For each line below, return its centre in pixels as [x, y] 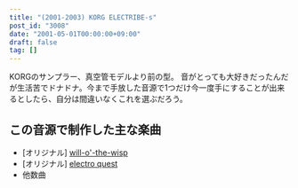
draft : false [33, 42]
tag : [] [24, 51]
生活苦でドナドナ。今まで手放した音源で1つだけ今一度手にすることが [143, 88]
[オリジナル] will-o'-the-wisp [75, 153]
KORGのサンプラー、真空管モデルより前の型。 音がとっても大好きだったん [145, 77]
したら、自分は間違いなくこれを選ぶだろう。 [106, 99]
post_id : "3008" [39, 26]
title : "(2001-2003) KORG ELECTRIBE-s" [83, 17]
